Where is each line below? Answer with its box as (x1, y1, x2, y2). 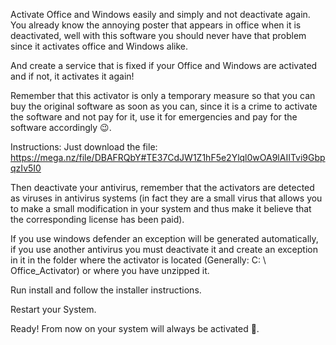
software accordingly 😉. (10, 122, 112, 133)
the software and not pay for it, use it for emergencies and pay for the (10, 111, 298, 123)
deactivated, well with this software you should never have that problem (10, 30, 307, 41)
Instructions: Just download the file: (10, 141, 158, 153)
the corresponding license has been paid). (10, 214, 185, 225)
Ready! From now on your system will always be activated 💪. (10, 323, 260, 334)
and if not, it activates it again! (10, 70, 135, 82)
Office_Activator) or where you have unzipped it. (10, 265, 210, 276)
